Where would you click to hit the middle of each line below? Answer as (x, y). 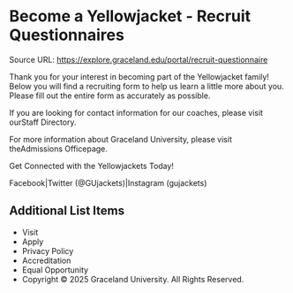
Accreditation (46, 260)
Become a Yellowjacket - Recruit (130, 16)
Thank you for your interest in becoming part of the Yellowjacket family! (139, 76)
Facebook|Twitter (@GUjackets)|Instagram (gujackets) (108, 182)
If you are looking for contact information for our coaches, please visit (136, 112)
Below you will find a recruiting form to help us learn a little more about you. (146, 86)
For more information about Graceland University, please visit (120, 139)
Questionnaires (67, 35)
